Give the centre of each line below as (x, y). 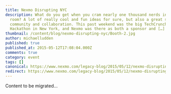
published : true (22, 43)
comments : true (21, 52)
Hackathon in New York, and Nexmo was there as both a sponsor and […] (88, 29)
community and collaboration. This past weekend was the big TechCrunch (89, 24)
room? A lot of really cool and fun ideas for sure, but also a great (86, 19)
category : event (22, 57)
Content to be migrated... (32, 86)
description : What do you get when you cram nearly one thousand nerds (83, 15)
